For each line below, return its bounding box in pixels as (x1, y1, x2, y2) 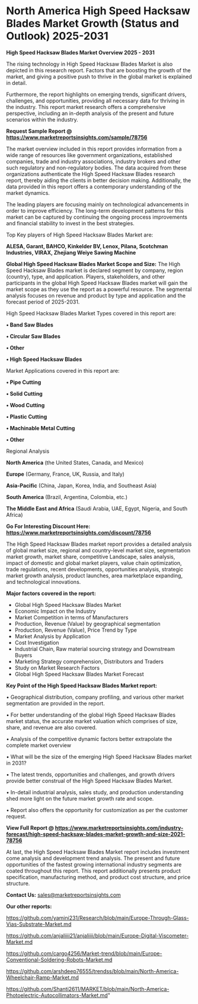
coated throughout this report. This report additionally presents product (6, 867, 181, 874)
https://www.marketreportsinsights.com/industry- (55, 824, 184, 831)
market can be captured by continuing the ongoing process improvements (6, 213, 188, 220)
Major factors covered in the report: (6, 590, 96, 597)
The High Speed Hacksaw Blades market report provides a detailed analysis (6, 541, 192, 548)
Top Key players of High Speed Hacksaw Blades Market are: (6, 231, 154, 238)
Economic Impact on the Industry (14, 607, 96, 615)
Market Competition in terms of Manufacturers (14, 613, 129, 621)
